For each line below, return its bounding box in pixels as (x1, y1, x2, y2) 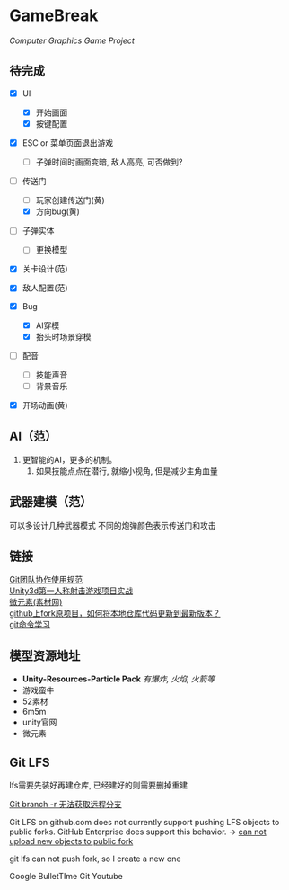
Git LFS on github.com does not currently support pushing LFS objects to (9, 817, 280, 827)
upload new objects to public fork (9, 836, 134, 846)
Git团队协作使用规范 (9, 574, 83, 585)
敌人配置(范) (22, 282, 68, 293)
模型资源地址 (9, 648, 81, 663)
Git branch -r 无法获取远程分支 (9, 799, 123, 809)
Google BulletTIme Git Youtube (9, 871, 124, 881)
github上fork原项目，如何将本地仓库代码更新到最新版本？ (9, 608, 222, 619)
